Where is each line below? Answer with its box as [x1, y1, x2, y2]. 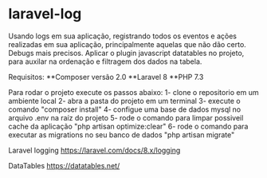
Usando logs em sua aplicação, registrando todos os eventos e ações [8, 31, 238, 41]
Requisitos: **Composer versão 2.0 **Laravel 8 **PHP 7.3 [8, 72, 204, 81]
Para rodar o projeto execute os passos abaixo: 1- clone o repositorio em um [8, 87, 259, 97]
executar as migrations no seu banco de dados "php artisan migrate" [8, 129, 235, 140]
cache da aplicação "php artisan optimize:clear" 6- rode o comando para [8, 121, 249, 131]
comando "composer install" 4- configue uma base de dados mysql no [8, 105, 241, 114]
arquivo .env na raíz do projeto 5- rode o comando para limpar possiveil [8, 113, 244, 122]
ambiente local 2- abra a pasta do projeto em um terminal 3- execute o [8, 96, 241, 105]
